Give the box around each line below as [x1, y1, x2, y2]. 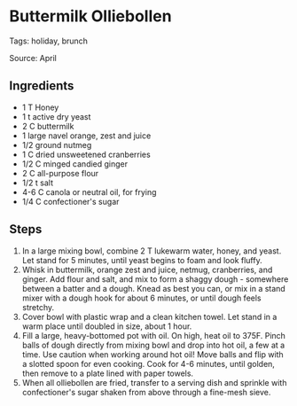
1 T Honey [21, 102, 59, 113]
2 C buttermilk [21, 121, 74, 131]
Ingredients [9, 78, 74, 94]
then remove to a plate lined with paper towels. [21, 368, 193, 379]
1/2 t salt [21, 177, 53, 188]
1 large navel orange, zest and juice [21, 130, 152, 141]
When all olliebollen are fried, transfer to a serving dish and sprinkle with [21, 377, 287, 387]
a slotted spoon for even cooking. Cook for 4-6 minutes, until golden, [21, 358, 275, 369]
